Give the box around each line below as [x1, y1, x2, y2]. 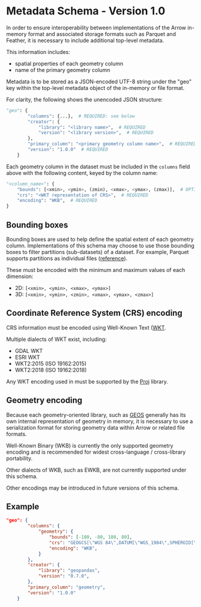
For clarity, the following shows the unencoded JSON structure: [6, 96, 163, 103]
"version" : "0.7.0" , [38, 573, 90, 579]
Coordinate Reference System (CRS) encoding [6, 308, 182, 318]
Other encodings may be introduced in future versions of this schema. [6, 484, 179, 491]
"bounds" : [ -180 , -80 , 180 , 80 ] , [48, 534, 133, 540]
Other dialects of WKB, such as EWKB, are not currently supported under [6, 466, 187, 473]
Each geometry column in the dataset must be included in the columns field [6, 163, 190, 170]
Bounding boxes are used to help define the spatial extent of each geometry [6, 235, 194, 243]
